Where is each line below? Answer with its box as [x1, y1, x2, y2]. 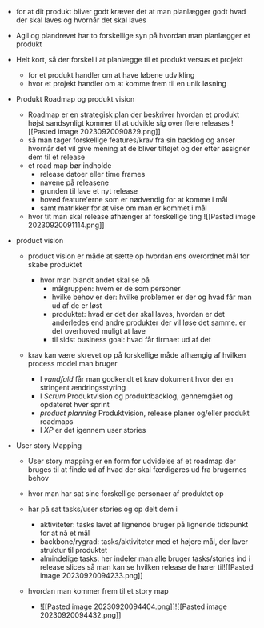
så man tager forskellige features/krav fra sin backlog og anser [27, 135, 236, 145]
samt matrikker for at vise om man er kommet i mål [39, 203, 207, 213]
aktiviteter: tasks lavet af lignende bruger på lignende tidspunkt [39, 520, 249, 529]
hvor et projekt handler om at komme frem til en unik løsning [27, 79, 226, 88]
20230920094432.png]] [39, 610, 122, 619]
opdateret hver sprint [39, 400, 110, 409]
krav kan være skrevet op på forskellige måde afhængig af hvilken [27, 350, 246, 359]
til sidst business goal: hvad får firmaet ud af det [51, 335, 212, 344]
